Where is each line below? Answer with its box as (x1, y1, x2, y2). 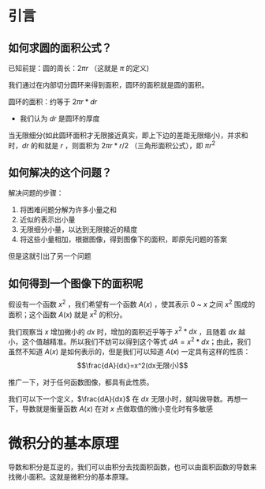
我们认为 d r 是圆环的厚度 (19, 114, 100, 123)
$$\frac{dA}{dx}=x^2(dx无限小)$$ (77, 360, 188, 370)
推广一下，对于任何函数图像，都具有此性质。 (8, 377, 154, 386)
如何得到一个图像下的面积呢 (8, 277, 144, 290)
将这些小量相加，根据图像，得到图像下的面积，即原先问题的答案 (19, 234, 227, 244)
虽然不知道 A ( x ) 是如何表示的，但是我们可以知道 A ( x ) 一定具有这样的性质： (8, 346, 251, 356)
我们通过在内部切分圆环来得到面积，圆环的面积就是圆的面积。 (8, 80, 209, 89)
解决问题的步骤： (8, 189, 64, 198)
